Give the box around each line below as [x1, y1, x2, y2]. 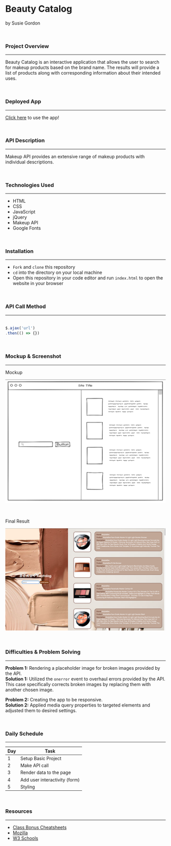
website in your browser [12, 280, 64, 287]
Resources [5, 808, 33, 815]
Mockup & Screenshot [5, 353, 62, 360]
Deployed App [5, 98, 42, 105]
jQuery [12, 214, 27, 220]
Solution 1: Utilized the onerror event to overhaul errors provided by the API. [5, 675, 165, 682]
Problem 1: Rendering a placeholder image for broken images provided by [5, 665, 160, 671]
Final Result [5, 518, 30, 524]
